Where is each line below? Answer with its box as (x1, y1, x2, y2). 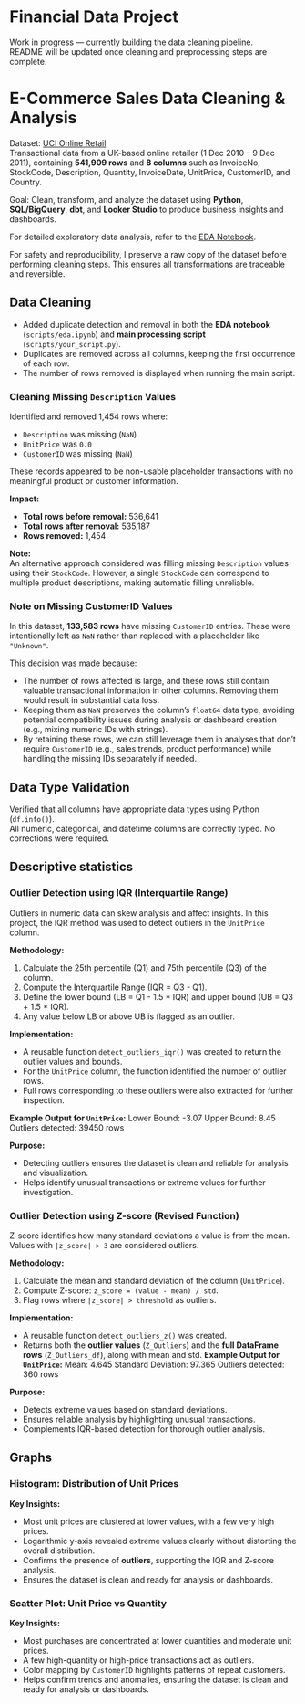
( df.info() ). (9, 814, 55, 825)
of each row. (22, 358, 70, 369)
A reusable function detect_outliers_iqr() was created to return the (22, 1046, 282, 1057)
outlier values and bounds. (22, 1056, 123, 1067)
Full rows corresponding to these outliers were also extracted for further (22, 1085, 294, 1096)
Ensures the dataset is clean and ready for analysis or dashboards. (22, 1573, 273, 1585)
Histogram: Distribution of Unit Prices (9, 1478, 179, 1490)
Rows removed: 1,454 (22, 530, 107, 541)
